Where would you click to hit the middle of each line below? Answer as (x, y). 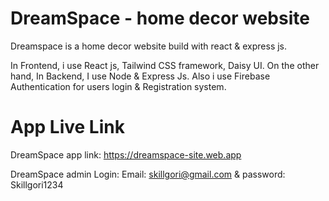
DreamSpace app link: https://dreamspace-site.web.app (126, 154)
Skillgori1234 (37, 184)
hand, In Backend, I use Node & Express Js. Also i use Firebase (140, 76)
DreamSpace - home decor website (160, 18)
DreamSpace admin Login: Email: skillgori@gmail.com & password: (148, 174)
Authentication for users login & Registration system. (118, 86)
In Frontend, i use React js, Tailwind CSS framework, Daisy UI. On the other (165, 65)
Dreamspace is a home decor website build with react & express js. (149, 46)
